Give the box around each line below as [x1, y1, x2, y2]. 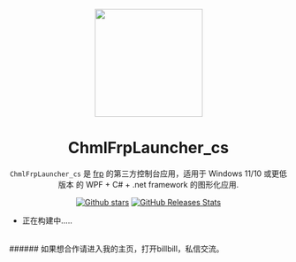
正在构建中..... [21, 215, 72, 226]
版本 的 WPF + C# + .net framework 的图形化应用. [57, 179, 239, 189]
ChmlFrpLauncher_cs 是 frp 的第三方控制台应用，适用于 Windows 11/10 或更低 [10, 168, 287, 179]
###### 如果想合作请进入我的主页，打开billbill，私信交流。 [9, 243, 224, 254]
